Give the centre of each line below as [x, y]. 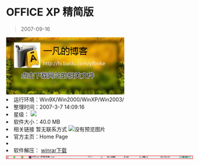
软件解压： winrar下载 [40, 150]
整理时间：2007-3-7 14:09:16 [49, 107]
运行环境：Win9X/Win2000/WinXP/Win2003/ [69, 99]
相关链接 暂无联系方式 [40, 129]
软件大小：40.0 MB [37, 122]
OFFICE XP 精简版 [50, 12]
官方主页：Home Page [41, 137]
